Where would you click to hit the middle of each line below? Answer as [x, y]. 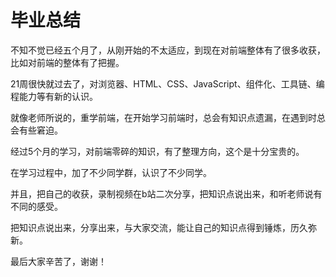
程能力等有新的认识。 [54, 96]
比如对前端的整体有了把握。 [67, 62]
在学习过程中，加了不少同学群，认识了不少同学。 [111, 172]
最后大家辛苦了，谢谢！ [58, 261]
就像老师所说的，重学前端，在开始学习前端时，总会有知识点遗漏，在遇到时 [163, 117]
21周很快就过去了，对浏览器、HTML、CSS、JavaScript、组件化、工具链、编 [167, 83]
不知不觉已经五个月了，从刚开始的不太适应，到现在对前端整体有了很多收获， [168, 50]
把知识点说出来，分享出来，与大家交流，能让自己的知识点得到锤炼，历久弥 [163, 227]
